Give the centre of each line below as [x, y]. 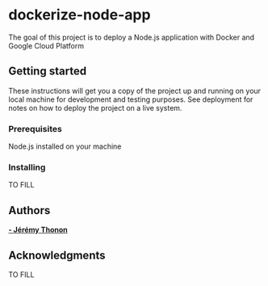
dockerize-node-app [80, 15]
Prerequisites [35, 128]
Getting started [48, 71]
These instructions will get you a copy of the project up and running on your [134, 90]
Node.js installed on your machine [65, 146]
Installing [27, 167]
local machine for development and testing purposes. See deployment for [131, 99]
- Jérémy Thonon [38, 230]
